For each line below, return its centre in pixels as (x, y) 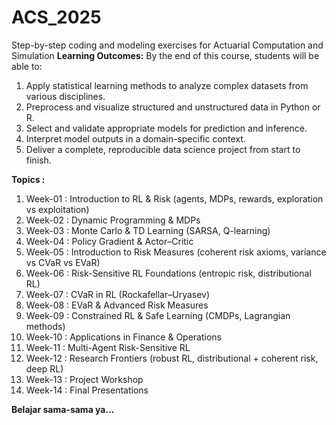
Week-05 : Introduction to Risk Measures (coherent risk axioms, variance (176, 252)
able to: (27, 66)
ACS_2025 (56, 17)
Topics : (28, 179)
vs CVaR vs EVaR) (63, 262)
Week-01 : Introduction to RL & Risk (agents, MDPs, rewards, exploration (174, 198)
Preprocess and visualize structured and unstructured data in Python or (173, 107)
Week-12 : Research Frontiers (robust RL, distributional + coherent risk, (172, 358)
